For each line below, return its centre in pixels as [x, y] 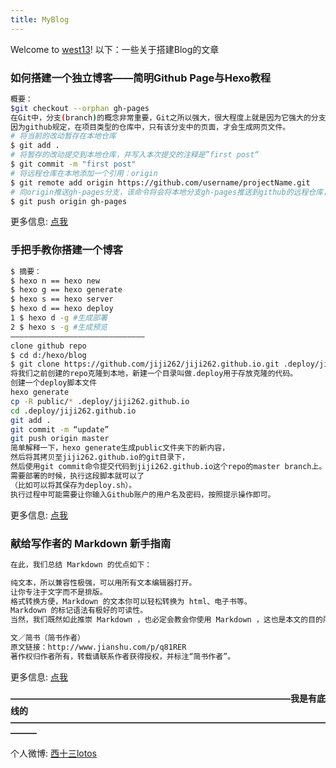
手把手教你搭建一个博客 [66, 250]
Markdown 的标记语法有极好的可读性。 [79, 611]
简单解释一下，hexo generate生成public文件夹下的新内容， [120, 448]
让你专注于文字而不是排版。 [59, 592]
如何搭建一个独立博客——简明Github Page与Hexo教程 [141, 78]
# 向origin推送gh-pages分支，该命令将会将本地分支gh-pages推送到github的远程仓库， [171, 192]
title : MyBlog [40, 19]
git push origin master [60, 439]
